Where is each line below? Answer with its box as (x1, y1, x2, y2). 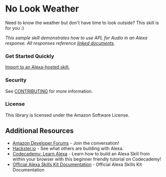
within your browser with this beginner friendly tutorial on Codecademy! (12, 156, 161, 162)
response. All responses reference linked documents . (5, 40, 115, 46)
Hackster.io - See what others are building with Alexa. (12, 145, 124, 151)
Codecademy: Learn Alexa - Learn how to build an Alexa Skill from (12, 150, 150, 156)
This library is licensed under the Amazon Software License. (5, 112, 129, 118)
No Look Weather (5, 3, 79, 15)
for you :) (5, 25, 24, 31)
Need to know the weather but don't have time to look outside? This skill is (5, 20, 159, 26)
